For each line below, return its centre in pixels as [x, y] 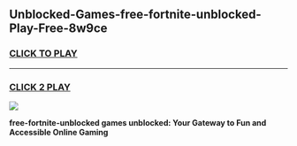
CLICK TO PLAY [43, 54]
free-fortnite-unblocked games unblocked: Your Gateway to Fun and [138, 122]
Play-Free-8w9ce [58, 29]
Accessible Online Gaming [59, 132]
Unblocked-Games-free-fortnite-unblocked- [135, 15]
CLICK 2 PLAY [40, 87]
